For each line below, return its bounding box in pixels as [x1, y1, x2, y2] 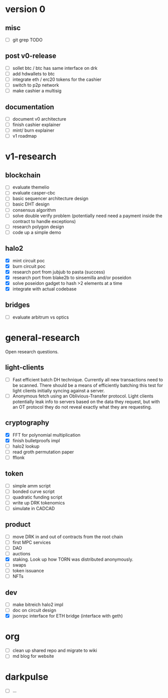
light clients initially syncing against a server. [12, 387, 105, 393]
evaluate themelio [12, 184, 50, 190]
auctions [12, 550, 31, 556]
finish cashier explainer [12, 122, 61, 128]
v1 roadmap [12, 133, 37, 139]
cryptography [5, 419, 49, 427]
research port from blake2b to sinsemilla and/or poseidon [12, 274, 132, 280]
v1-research [5, 151, 57, 162]
